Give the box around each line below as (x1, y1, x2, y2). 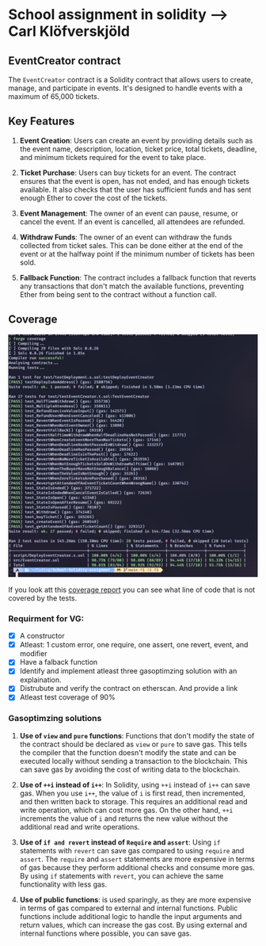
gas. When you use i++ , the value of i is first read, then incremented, (19, 788, 245, 798)
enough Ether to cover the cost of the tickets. (19, 193, 168, 203)
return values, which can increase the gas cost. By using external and (19, 920, 248, 929)
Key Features (8, 115, 75, 128)
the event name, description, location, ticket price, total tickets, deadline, (19, 144, 257, 154)
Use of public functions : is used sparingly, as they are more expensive (19, 895, 252, 904)
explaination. (19, 675, 62, 685)
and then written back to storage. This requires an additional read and (19, 796, 248, 806)
